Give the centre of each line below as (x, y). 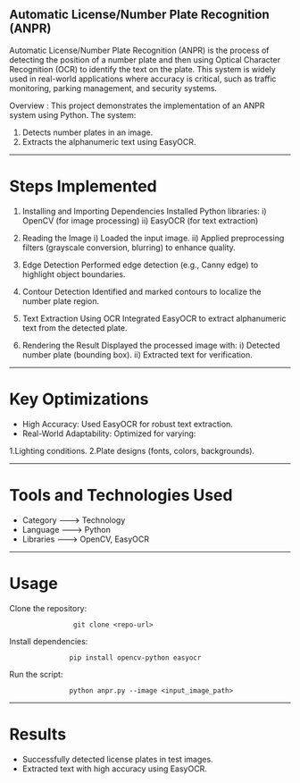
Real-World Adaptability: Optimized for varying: (109, 434)
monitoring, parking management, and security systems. (113, 88)
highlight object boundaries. (74, 274)
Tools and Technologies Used (121, 495)
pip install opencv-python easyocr (135, 657)
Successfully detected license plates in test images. (117, 759)
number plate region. (61, 301)
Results (38, 734)
